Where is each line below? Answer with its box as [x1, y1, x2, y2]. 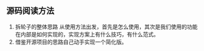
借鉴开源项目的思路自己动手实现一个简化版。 [15, 38, 127, 46]
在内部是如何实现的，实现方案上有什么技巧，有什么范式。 [15, 30, 159, 38]
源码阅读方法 [6, 5, 55, 16]
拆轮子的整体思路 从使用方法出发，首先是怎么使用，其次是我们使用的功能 [15, 23, 198, 30]
